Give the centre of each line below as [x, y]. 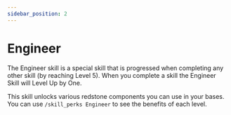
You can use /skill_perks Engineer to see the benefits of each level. [107, 104]
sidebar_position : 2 [38, 14]
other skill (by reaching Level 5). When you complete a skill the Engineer [112, 75]
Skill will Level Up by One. [45, 83]
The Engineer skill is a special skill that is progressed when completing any [115, 68]
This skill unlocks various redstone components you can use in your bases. [116, 96]
